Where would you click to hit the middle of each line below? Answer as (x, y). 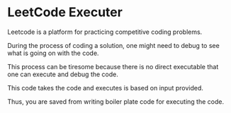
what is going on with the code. (53, 53)
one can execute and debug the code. (63, 74)
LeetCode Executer (65, 12)
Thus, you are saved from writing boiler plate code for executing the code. (116, 101)
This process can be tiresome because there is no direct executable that (113, 66)
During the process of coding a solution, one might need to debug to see (113, 45)
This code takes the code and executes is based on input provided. (105, 88)
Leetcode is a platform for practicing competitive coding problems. (105, 32)
